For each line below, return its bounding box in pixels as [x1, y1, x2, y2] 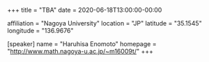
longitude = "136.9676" [7, 27, 75, 34]
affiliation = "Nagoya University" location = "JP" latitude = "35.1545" [7, 19, 202, 27]
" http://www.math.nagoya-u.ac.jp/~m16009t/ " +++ [7, 48, 153, 55]
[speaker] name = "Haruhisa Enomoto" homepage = [7, 40, 157, 48]
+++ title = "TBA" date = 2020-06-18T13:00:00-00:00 [7, 6, 162, 14]
